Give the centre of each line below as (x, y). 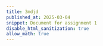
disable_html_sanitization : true (48, 28)
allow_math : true (28, 34)
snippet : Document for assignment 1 (51, 23)
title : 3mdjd (22, 12)
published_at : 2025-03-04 (38, 17)
